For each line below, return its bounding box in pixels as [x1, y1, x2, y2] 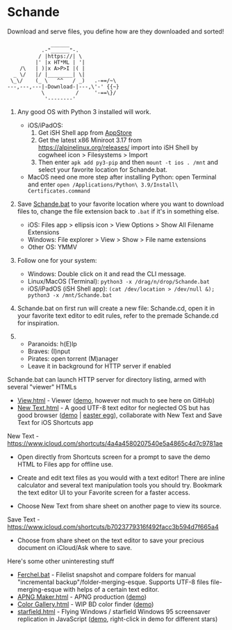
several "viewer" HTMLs [7, 382, 77, 391]
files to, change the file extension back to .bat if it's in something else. [17, 207, 219, 216]
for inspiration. [17, 318, 59, 327]
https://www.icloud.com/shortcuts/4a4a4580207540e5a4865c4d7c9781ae [7, 439, 223, 447]
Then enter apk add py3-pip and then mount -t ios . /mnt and [38, 158, 219, 166]
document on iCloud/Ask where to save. [17, 543, 133, 551]
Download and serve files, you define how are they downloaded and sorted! [7, 27, 224, 35]
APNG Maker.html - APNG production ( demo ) [17, 592, 147, 601]
